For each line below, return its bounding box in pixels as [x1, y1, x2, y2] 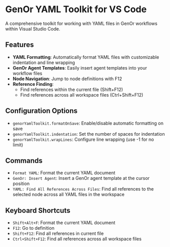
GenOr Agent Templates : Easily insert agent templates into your [12, 65, 147, 71]
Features [5, 41, 34, 49]
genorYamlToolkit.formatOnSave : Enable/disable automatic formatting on [12, 120, 164, 126]
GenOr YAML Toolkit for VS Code [5, 4, 147, 15]
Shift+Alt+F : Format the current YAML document [12, 220, 116, 226]
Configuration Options [5, 107, 78, 115]
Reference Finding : [12, 81, 54, 87]
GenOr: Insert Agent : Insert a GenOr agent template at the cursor [12, 175, 150, 181]
